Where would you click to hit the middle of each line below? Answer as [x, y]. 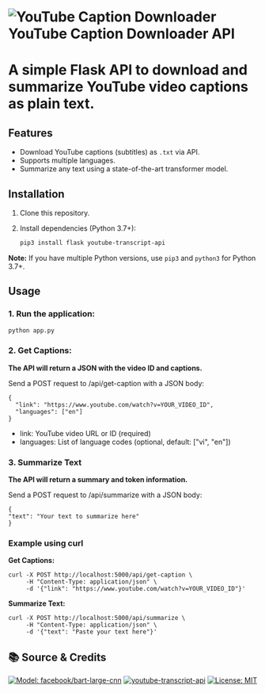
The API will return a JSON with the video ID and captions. [106, 368]
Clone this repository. [55, 213]
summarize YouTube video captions [129, 87]
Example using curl [46, 543]
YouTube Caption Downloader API [122, 34]
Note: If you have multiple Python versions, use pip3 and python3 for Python [132, 258]
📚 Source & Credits [57, 657]
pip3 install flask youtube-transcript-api [93, 243]
